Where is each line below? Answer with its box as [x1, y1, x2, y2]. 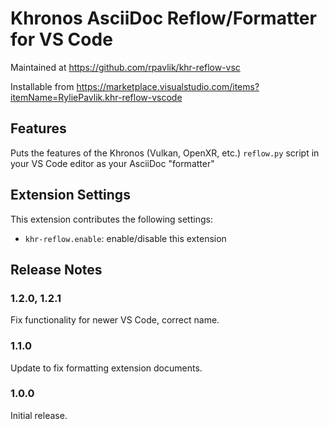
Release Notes [10, 261, 103, 278]
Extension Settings [10, 187, 131, 204]
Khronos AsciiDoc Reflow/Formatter [10, 7, 317, 30]
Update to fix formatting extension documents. [10, 362, 203, 374]
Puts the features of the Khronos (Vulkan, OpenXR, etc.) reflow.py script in [10, 147, 320, 159]
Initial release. [10, 409, 68, 421]
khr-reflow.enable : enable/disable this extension [24, 232, 227, 244]
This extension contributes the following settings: [10, 213, 213, 225]
